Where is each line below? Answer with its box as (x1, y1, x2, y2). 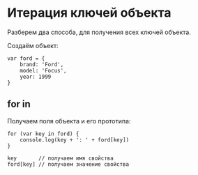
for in (7, 98, 31, 110)
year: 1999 (20, 73, 52, 80)
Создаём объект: (7, 41, 59, 50)
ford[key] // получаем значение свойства (7, 160, 130, 168)
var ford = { (7, 54, 45, 62)
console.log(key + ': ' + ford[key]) (20, 136, 130, 144)
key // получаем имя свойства (7, 155, 114, 162)
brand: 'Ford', (20, 61, 64, 68)
